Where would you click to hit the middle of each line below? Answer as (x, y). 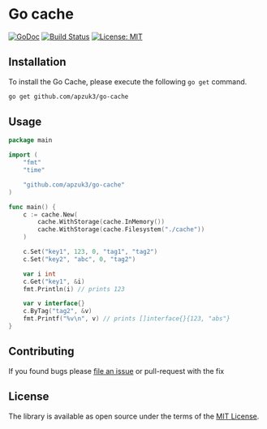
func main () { (32, 207)
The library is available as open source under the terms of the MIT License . (134, 416)
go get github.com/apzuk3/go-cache (69, 97)
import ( (23, 155)
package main (30, 140)
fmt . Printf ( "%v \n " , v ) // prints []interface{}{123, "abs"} (127, 319)
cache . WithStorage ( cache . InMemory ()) (101, 222)
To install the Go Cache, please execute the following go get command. (128, 81)
